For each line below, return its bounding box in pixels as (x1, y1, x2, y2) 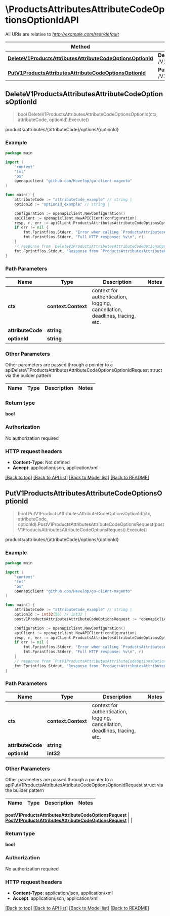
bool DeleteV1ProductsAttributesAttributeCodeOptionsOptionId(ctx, (17, 111, 158, 117)
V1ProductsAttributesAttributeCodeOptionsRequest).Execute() (17, 526, 147, 532)
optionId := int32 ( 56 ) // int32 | (14, 612, 87, 617)
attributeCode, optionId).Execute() (17, 117, 90, 123)
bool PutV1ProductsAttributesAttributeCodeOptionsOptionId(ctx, (17, 510, 152, 516)
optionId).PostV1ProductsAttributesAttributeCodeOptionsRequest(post (17, 521, 164, 527)
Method (70, 43, 90, 50)
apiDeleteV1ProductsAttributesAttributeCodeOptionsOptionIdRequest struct (5, 367, 162, 373)
